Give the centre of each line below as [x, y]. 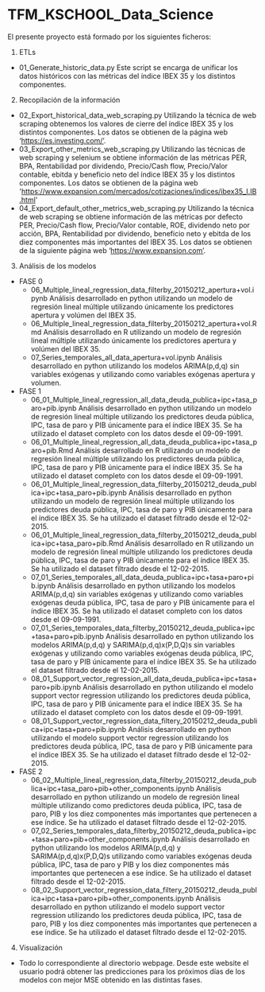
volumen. [46, 383]
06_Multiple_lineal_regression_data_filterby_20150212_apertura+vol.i [142, 290]
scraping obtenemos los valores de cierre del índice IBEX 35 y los [126, 123]
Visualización [40, 947]
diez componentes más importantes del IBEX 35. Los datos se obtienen [135, 242]
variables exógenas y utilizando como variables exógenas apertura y [143, 374]
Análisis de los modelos [58, 266]
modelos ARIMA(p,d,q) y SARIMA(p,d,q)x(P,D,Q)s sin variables [133, 644]
